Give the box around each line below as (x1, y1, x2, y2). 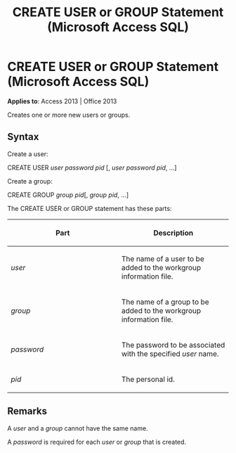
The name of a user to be (122, 254, 205, 264)
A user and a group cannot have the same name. (7, 423, 149, 433)
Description (153, 228, 194, 238)
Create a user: (7, 149, 48, 158)
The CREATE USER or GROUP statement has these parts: (7, 204, 172, 212)
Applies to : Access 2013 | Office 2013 (7, 96, 117, 106)
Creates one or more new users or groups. (7, 110, 131, 119)
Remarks (7, 405, 48, 417)
